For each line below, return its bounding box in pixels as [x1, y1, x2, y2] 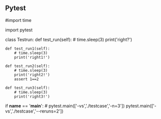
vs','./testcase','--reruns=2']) [5, 108, 64, 114]
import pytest [5, 27, 33, 33]
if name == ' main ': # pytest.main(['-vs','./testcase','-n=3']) [5, 103, 125, 109]
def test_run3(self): [5, 85, 50, 90]
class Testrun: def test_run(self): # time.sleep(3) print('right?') [5, 36, 133, 42]
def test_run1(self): [5, 46, 50, 51]
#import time [5, 17, 31, 23]
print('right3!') [14, 94, 50, 99]
